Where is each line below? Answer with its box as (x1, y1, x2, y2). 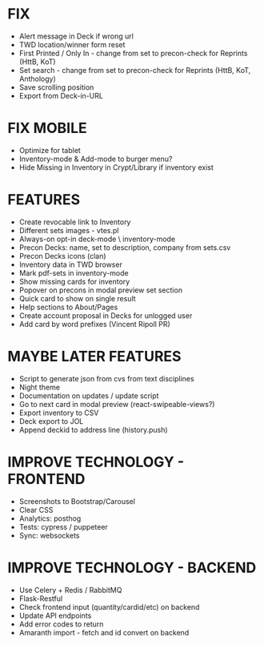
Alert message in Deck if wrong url (18, 31, 134, 41)
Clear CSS (18, 505, 54, 514)
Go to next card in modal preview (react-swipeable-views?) (18, 399, 215, 409)
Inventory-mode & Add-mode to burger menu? (18, 154, 173, 163)
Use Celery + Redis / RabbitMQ (18, 585, 122, 595)
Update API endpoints (18, 611, 92, 620)
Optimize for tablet (18, 145, 81, 155)
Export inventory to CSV (18, 408, 99, 417)
